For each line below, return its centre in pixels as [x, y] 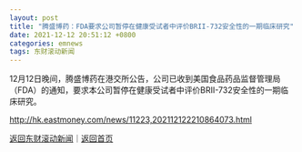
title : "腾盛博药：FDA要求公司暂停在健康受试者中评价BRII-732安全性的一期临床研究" [151, 26]
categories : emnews [46, 43]
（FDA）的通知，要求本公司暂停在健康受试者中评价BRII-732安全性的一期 [145, 90]
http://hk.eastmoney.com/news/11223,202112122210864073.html [131, 120]
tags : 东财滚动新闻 [42, 52]
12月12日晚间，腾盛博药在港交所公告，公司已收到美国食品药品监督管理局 [145, 79]
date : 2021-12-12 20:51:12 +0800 [73, 35]
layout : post [34, 18]
